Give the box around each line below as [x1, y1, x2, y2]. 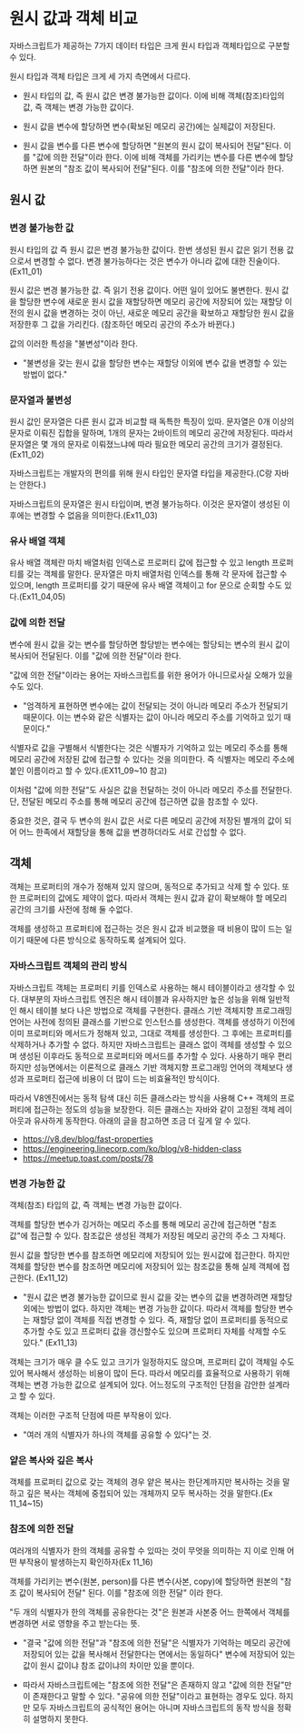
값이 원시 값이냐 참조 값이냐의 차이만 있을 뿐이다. [22, 1659, 195, 1670]
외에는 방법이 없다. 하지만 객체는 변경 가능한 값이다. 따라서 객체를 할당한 [22, 1303, 277, 1314]
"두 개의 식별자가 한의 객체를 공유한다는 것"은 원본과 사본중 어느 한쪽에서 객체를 [9, 1607, 290, 1617]
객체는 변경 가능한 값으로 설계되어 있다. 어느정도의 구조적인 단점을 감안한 [9, 1379, 266, 1390]
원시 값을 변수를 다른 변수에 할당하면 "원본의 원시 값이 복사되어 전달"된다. [22, 140, 282, 151]
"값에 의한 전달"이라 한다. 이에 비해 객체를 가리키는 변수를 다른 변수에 [32, 151, 277, 162]
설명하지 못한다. [32, 1713, 89, 1724]
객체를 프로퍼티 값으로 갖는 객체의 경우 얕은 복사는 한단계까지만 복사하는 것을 [9, 1476, 281, 1487]
